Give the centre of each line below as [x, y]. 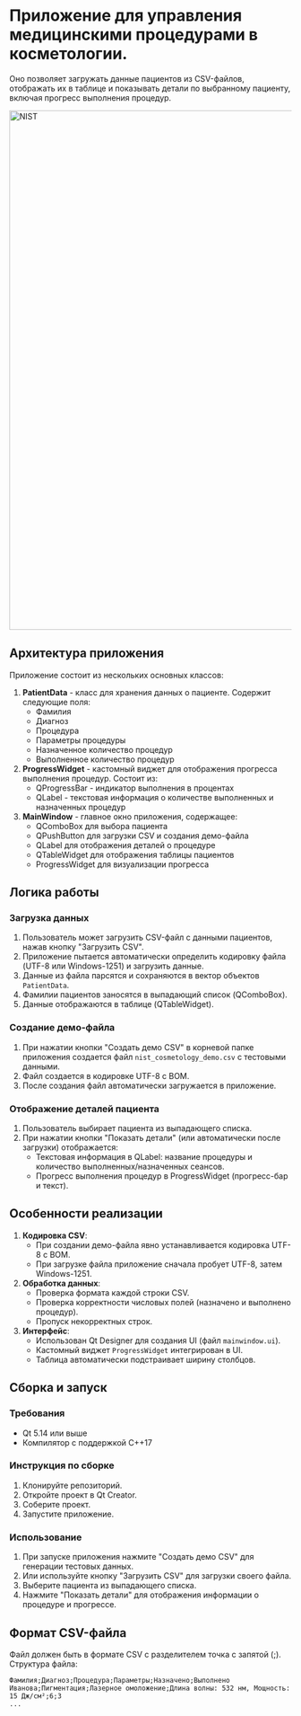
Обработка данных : [61, 1283]
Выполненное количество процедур [105, 759]
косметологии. [69, 54]
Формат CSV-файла [68, 1633]
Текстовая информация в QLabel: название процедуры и [144, 1157]
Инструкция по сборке [62, 1465]
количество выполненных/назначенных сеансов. [130, 1167]
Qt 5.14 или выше [55, 1433]
